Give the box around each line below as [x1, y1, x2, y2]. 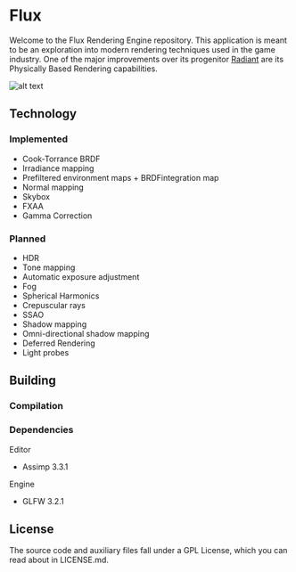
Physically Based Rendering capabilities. [9, 63, 158, 74]
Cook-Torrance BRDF [21, 153, 101, 164]
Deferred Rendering [21, 338, 95, 348]
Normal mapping [21, 182, 85, 192]
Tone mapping [21, 262, 76, 273]
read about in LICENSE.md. [9, 554, 110, 566]
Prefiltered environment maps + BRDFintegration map [21, 172, 219, 183]
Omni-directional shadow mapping [21, 328, 150, 339]
